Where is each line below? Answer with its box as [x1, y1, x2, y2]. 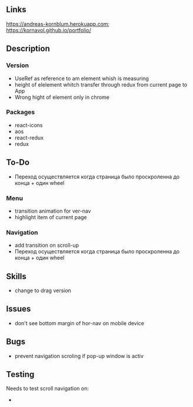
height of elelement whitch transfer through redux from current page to [14, 81, 187, 88]
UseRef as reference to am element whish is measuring [14, 75, 149, 82]
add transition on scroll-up [14, 241, 79, 249]
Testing [6, 369, 35, 379]
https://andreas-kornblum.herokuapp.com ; [6, 20, 110, 27]
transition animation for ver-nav [14, 207, 91, 214]
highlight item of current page [14, 213, 87, 220]
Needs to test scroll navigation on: [6, 385, 89, 392]
